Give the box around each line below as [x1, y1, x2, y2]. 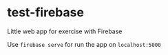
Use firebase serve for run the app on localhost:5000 [7, 40, 161, 48]
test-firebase [7, 5, 85, 20]
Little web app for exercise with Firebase [7, 27, 123, 35]
